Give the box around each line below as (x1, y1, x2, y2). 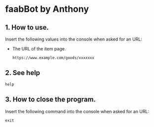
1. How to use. (5, 23, 49, 32)
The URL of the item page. (12, 46, 66, 51)
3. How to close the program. (5, 95, 96, 104)
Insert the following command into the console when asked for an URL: (5, 108, 150, 114)
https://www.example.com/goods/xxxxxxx (12, 55, 95, 60)
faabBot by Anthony (5, 3, 89, 15)
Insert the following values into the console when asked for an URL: (5, 36, 142, 42)
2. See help (5, 69, 40, 77)
